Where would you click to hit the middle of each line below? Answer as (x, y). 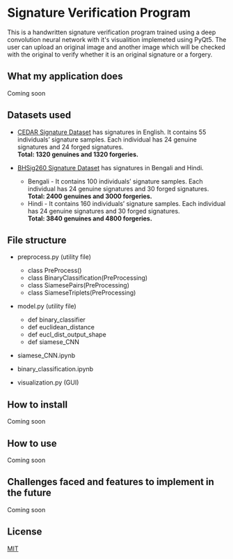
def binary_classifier (56, 320)
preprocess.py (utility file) (54, 257)
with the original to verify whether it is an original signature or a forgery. (110, 54)
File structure (37, 240)
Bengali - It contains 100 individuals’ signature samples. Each (115, 181)
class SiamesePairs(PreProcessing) (79, 285)
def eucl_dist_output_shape (67, 335)
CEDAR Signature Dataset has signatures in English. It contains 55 (112, 132)
